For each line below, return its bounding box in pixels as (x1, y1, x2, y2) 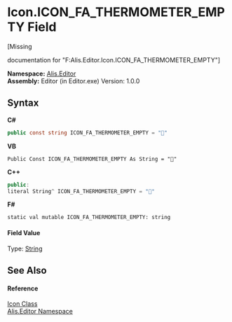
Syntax (7, 97, 39, 109)
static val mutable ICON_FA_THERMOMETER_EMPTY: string (7, 214, 171, 221)
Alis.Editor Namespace (7, 307, 74, 316)
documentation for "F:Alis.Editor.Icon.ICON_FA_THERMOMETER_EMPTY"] (7, 55, 221, 64)
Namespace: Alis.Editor (7, 69, 76, 78)
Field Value (7, 228, 41, 237)
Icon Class (7, 300, 38, 308)
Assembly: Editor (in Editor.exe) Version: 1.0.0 (7, 76, 140, 85)
